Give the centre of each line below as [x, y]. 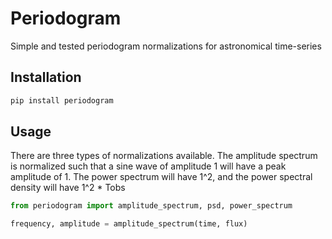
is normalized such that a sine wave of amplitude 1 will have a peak [148, 166]
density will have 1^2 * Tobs [68, 188]
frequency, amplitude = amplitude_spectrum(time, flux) [129, 224]
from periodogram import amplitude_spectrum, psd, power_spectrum [151, 206]
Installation [46, 77]
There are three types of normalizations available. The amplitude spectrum [164, 156]
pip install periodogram [62, 100]
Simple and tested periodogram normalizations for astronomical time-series [166, 46]
